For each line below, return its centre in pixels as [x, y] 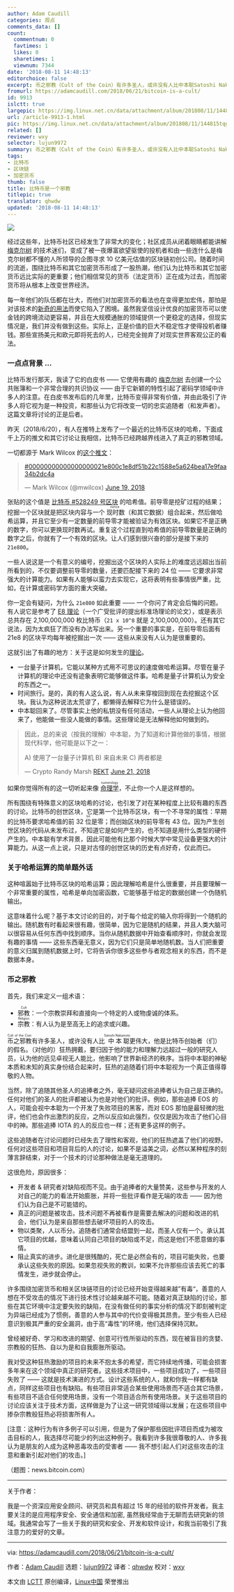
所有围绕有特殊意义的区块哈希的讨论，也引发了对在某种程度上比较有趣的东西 [117, 803]
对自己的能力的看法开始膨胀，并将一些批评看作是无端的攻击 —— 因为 [117, 1195]
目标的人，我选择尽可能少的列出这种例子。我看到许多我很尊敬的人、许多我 [120, 1437]
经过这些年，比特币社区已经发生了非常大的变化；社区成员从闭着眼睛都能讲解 [117, 242]
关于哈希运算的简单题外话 [50, 867]
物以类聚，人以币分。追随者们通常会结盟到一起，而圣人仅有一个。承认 [118, 1230]
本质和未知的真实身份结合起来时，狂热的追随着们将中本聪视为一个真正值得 [114, 1066]
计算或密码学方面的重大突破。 [68, 588]
